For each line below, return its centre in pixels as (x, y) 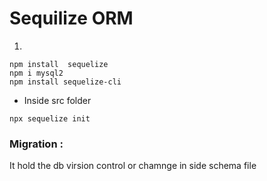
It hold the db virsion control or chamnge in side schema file (133, 166)
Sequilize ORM (71, 18)
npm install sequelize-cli (65, 82)
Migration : (36, 144)
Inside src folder (57, 100)
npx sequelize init (50, 118)
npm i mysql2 (36, 73)
